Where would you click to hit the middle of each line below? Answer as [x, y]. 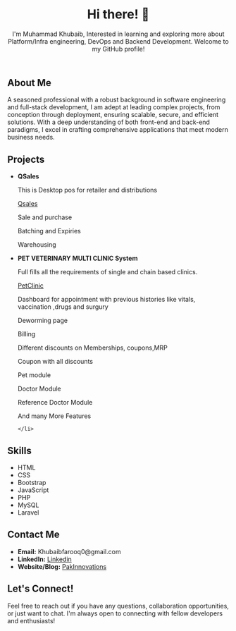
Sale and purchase [45, 217]
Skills [19, 451]
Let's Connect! [41, 589]
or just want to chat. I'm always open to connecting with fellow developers [115, 613]
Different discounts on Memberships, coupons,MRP [92, 348]
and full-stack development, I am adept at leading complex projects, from [114, 107]
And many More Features [54, 416]
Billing [26, 334]
